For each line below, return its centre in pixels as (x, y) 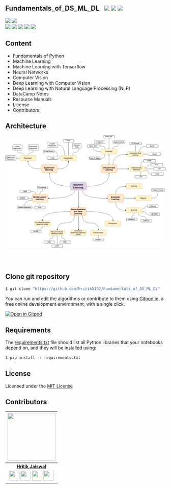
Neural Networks (30, 72)
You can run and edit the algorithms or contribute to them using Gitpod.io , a (84, 299)
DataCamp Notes (31, 93)
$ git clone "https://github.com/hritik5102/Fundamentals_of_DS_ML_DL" (83, 289)
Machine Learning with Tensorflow (49, 66)
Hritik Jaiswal (32, 467)
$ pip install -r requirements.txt (43, 358)
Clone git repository (38, 276)
